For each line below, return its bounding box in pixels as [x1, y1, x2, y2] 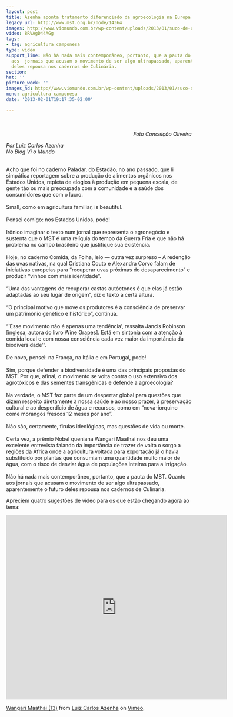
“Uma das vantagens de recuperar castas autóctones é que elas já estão [6, 284, 182, 292]
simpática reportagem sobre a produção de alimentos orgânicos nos [6, 172, 172, 179]
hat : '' [6, 74, 25, 80]
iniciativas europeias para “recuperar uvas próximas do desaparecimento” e [6, 266, 190, 273]
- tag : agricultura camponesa [6, 42, 81, 48]
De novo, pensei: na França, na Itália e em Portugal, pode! [6, 353, 147, 361]
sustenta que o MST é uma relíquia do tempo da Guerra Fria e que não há [6, 234, 184, 242]
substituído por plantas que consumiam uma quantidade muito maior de [6, 454, 181, 461]
